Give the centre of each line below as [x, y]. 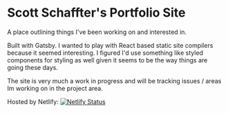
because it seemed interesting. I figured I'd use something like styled [105, 53]
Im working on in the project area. [55, 88]
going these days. [33, 67]
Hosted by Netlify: [33, 101]
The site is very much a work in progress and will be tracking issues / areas [114, 80]
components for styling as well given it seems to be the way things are [107, 60]
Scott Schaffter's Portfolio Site [96, 13]
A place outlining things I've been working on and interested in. [97, 32]
